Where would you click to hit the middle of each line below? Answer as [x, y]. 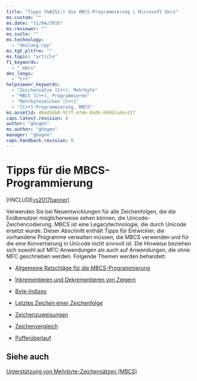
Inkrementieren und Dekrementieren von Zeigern [75, 279]
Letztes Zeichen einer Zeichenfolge [59, 303]
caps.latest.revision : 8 [37, 118]
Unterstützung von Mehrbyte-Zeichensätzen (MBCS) [72, 371]
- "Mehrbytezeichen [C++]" [45, 101]
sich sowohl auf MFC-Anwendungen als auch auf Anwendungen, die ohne [98, 250]
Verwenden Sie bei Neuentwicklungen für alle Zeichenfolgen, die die [91, 211]
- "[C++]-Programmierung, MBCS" [52, 107]
